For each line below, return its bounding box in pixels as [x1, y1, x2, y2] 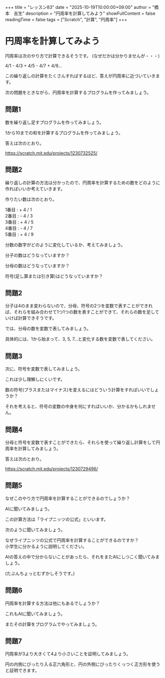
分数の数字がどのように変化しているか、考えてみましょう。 [5, 242, 126, 248]
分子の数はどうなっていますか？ [5, 252, 70, 258]
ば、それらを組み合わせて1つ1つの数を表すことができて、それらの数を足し [5, 309, 155, 315]
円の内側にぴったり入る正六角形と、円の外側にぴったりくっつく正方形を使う [5, 661, 161, 667]
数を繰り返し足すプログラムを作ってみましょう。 [5, 119, 104, 125]
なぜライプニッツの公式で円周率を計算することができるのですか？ [5, 537, 139, 543]
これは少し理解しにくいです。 [5, 376, 65, 383]
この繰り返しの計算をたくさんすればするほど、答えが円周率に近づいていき [5, 73, 156, 79]
